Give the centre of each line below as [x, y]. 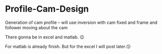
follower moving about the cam [36, 27]
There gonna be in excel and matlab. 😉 [45, 37]
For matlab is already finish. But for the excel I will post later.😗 [68, 46]
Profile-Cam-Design [47, 9]
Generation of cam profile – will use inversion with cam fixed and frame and [81, 22]
